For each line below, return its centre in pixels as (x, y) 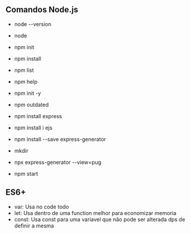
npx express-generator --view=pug (58, 162)
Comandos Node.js (42, 10)
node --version (33, 24)
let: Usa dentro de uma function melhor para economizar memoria (95, 213)
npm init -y (27, 93)
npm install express (38, 116)
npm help (26, 81)
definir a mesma (34, 226)
